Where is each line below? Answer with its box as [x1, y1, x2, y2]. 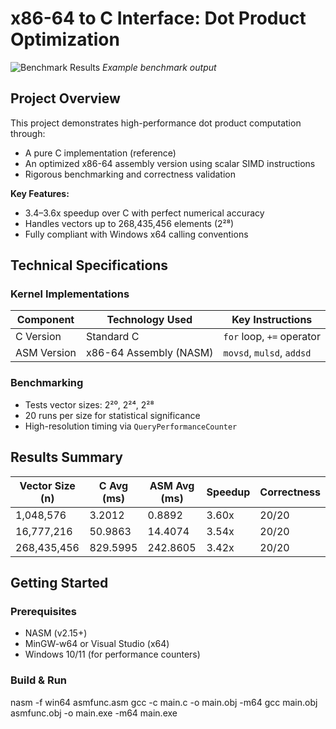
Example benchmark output [102, 61, 217, 73]
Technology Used [106, 313, 193, 327]
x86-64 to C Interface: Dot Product [10, 7, 307, 30]
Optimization [10, 28, 120, 51]
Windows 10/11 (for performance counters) [24, 648, 201, 661]
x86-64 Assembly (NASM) [86, 346, 214, 360]
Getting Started [10, 574, 109, 591]
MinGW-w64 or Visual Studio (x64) [24, 638, 170, 650]
